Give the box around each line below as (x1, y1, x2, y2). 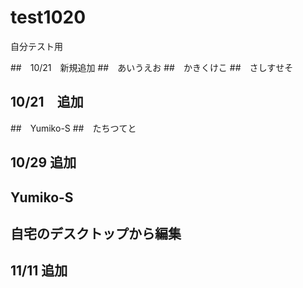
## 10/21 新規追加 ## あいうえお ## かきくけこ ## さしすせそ (10, 61, 294, 73)
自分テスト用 (10, 40, 63, 52)
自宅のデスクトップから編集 (10, 225, 182, 242)
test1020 (10, 6, 87, 29)
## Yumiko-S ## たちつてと (10, 122, 137, 134)
